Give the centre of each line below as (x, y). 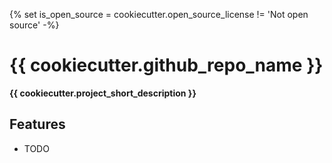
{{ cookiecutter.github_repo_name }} (166, 65)
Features (37, 124)
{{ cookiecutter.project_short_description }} (103, 93)
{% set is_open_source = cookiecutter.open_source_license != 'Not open (159, 14)
